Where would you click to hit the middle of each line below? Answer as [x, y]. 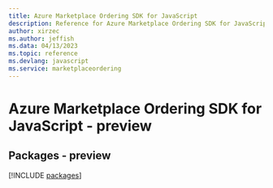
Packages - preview [60, 156]
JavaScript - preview [80, 126]
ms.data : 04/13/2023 [43, 46]
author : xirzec [34, 31]
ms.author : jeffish [41, 38]
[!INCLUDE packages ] [45, 175]
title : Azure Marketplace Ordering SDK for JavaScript [103, 16]
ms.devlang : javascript [49, 62]
